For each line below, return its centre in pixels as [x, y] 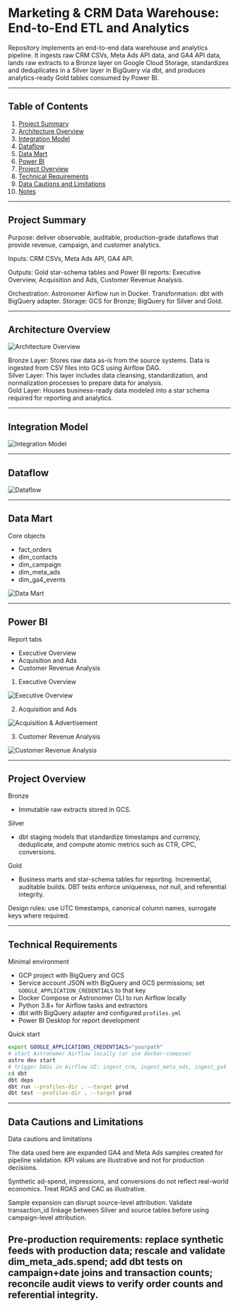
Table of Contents [48, 106]
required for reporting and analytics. [61, 398]
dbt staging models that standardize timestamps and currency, [109, 837]
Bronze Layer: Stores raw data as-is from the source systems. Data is [109, 360]
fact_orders [35, 549]
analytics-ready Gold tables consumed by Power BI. [84, 77]
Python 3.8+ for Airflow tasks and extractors [83, 1005]
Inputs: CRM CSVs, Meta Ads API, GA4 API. [71, 258]
